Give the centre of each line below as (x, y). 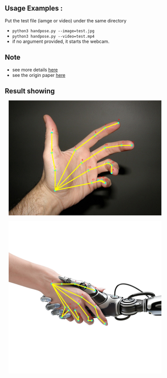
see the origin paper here (39, 75)
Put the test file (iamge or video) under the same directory (66, 20)
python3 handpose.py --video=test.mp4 (53, 36)
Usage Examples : (34, 8)
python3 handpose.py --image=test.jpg (53, 31)
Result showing (30, 91)
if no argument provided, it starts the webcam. (61, 41)
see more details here (35, 70)
